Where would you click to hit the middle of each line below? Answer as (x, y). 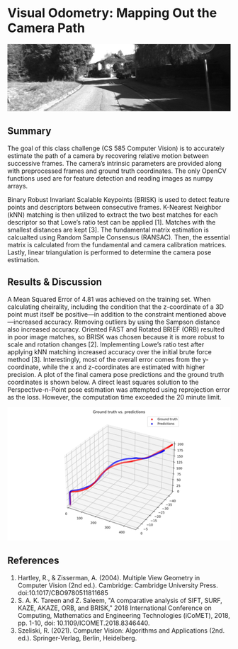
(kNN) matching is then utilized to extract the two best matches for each (113, 215)
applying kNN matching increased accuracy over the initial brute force (110, 351)
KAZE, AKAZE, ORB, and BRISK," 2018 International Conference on (114, 608)
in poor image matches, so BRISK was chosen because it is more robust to (116, 337)
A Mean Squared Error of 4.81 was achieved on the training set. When (109, 299)
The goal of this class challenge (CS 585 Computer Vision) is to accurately (116, 148)
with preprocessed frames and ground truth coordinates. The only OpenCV (117, 171)
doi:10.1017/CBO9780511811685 (63, 592)
